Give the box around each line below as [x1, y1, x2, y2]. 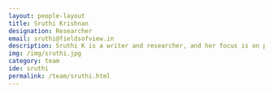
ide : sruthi [8, 65, 49, 73]
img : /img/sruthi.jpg [8, 49, 82, 57]
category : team [8, 57, 60, 66]
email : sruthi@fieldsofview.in [8, 34, 115, 43]
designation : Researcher [8, 27, 93, 35]
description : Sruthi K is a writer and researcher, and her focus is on [8, 42, 260, 50]
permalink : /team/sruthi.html [8, 72, 111, 80]
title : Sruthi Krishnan [8, 19, 89, 27]
